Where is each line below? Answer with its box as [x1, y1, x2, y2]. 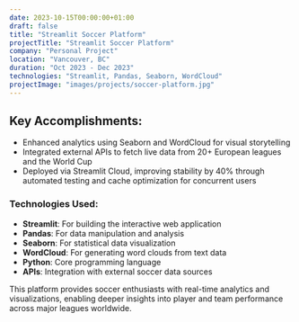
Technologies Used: [9, 198, 99, 210]
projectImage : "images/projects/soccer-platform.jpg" [9, 80, 215, 89]
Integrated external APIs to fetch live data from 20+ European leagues [22, 147, 282, 157]
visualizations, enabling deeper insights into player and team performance [9, 293, 284, 304]
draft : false [9, 22, 58, 31]
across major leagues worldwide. [9, 302, 132, 313]
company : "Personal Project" [9, 47, 119, 56]
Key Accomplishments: [9, 113, 143, 129]
